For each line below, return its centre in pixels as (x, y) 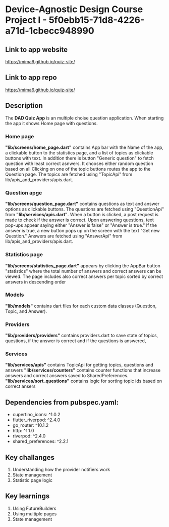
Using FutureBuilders (34, 508)
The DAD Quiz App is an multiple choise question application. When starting (84, 118)
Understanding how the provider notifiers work (61, 470)
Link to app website (37, 49)
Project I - (26, 20)
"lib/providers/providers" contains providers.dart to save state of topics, (82, 336)
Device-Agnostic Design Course (74, 9)
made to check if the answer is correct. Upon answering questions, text (79, 220)
